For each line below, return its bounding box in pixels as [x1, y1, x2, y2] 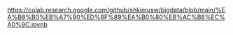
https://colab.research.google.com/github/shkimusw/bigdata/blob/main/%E [7, 6, 226, 14]
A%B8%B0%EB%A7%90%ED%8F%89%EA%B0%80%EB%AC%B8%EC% [7, 13, 225, 21]
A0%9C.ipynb [7, 21, 48, 28]
